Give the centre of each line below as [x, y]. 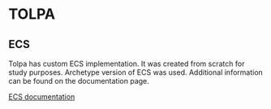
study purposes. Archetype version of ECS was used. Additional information [136, 72]
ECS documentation [42, 97]
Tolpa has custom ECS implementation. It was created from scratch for [127, 63]
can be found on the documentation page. [79, 81]
